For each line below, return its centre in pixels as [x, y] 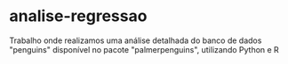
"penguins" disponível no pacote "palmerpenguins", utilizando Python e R [144, 49]
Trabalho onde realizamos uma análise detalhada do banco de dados [136, 40]
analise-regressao [78, 16]
